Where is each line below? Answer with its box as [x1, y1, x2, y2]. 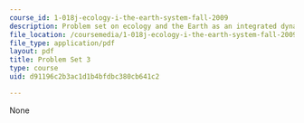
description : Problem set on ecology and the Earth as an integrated [9, 22, 278, 31]
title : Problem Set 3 [9, 55, 91, 64]
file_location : [9, 30, 67, 39]
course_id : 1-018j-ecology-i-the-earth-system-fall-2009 [9, 13, 229, 23]
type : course [9, 64, 59, 73]
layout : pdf [9, 47, 54, 56]
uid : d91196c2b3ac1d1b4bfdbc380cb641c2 [9, 72, 160, 81]
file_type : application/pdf [9, 38, 116, 48]
